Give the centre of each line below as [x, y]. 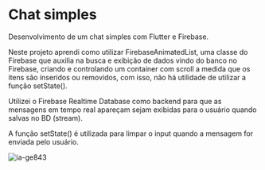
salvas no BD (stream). [46, 118]
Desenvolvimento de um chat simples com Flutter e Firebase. [109, 37]
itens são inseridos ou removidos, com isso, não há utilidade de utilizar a [127, 77]
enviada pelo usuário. [44, 141]
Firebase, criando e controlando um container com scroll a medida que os [129, 68]
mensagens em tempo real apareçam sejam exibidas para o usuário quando [132, 110]
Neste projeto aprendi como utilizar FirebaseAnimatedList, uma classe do [128, 52]
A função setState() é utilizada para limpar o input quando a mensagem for [131, 133]
